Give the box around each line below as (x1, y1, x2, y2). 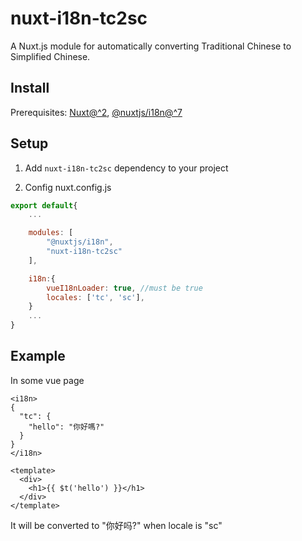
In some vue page (10, 374, 85, 386)
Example (10, 348, 66, 365)
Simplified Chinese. (10, 50, 91, 62)
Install (10, 80, 50, 97)
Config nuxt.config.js (24, 181, 112, 193)
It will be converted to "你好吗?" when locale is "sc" (10, 519, 223, 531)
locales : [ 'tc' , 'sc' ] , (46, 292, 145, 302)
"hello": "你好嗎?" (28, 422, 105, 432)
